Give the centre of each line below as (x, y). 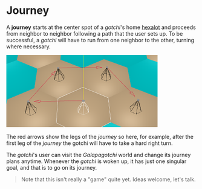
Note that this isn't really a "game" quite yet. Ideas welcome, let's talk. (108, 179)
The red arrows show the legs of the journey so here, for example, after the (100, 136)
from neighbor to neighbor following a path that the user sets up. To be (95, 33)
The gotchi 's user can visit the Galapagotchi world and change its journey (99, 155)
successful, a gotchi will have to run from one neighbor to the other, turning (100, 40)
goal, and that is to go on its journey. (52, 167)
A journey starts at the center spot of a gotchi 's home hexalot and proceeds (101, 27)
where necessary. (29, 46)
